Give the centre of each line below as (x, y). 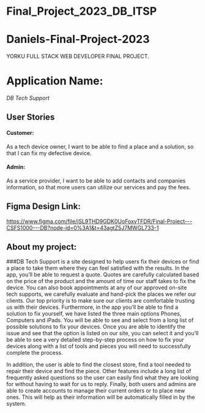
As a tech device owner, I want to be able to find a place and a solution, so (100, 146)
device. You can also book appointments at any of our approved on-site (97, 288)
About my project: (42, 247)
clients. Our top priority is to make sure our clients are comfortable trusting (100, 301)
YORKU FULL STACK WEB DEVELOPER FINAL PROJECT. (78, 56)
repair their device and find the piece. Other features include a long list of (99, 371)
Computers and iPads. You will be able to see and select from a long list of (100, 320)
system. (16, 404)
